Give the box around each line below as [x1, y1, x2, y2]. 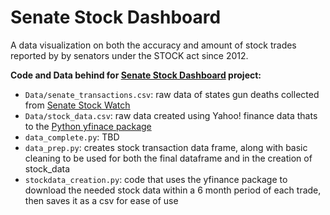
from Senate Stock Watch [24, 99, 131, 111]
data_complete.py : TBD [24, 131, 120, 143]
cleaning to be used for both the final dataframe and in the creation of [24, 152, 313, 164]
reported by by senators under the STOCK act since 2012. [10, 49, 249, 61]
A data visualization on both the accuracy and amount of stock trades [10, 39, 297, 51]
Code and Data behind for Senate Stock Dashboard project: [10, 69, 262, 81]
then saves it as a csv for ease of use [24, 194, 179, 206]
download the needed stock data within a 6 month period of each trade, [24, 184, 322, 196]
